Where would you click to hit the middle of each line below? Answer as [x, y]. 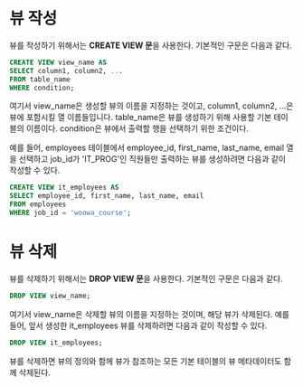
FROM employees [38, 204]
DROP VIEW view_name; [50, 296]
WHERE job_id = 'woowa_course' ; [70, 213]
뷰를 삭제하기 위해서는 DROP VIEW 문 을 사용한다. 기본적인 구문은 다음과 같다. [146, 278]
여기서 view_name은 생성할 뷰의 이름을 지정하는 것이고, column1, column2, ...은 [151, 106]
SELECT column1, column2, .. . [66, 71]
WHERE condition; [42, 88]
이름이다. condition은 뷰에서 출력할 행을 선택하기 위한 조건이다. [137, 128]
